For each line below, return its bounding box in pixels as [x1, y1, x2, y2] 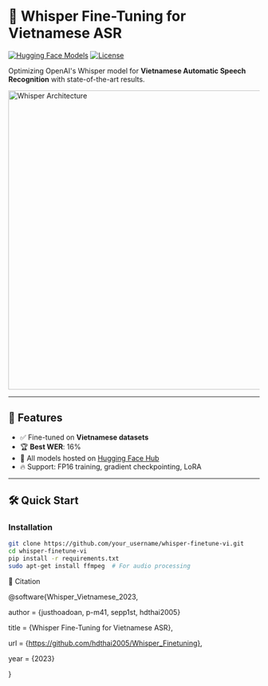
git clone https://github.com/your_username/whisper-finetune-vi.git [8, 540, 245, 548]
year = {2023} [8, 653, 55, 663]
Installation [8, 522, 53, 533]
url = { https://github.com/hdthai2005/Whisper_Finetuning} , [8, 638, 203, 648]
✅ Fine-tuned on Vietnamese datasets [19, 432, 149, 442]
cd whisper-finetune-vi [8, 547, 88, 555]
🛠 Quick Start [8, 494, 79, 507]
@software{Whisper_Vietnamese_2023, [8, 592, 138, 601]
